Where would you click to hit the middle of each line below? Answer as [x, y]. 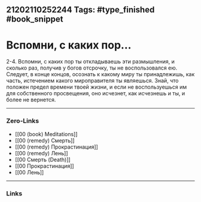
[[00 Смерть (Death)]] [42, 159]
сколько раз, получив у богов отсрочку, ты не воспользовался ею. [92, 68]
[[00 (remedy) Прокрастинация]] [57, 147]
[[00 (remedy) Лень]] [41, 153]
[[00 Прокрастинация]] [44, 166]
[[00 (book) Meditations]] [46, 134]
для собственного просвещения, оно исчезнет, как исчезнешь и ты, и [96, 94]
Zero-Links [23, 121]
